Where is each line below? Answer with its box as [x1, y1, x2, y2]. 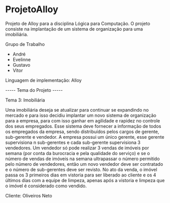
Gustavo [12, 62, 31, 68]
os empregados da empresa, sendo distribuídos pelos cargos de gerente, [5, 129, 159, 135]
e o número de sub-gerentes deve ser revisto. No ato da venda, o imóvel [5, 166, 158, 172]
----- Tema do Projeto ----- [5, 87, 63, 93]
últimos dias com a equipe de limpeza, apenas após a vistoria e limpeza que [5, 177, 165, 183]
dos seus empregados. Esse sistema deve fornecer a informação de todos [5, 123, 161, 129]
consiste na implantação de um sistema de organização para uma [5, 26, 144, 32]
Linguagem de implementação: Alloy [5, 77, 82, 83]
